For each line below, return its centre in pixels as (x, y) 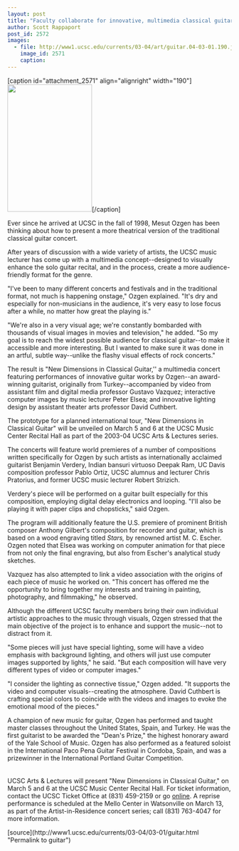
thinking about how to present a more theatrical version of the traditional (113, 230)
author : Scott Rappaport (44, 27)
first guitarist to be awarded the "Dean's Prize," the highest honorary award (118, 735)
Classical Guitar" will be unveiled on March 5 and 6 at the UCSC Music (111, 428)
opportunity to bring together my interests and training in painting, (104, 589)
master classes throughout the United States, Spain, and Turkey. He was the (119, 728)
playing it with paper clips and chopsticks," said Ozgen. (89, 508)
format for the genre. (62, 274)
